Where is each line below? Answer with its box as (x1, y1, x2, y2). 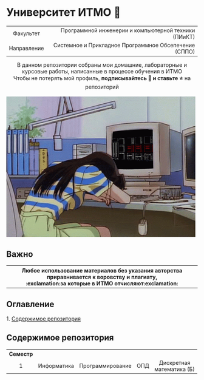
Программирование (79, 362, 132, 370)
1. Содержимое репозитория (6, 315, 81, 322)
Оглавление (6, 299, 55, 309)
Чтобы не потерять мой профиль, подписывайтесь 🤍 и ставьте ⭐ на (13, 75, 191, 82)
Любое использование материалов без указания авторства (21, 266, 183, 274)
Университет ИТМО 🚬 (6, 5, 121, 19)
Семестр (8, 350, 33, 358)
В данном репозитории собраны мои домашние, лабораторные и (17, 61, 187, 69)
